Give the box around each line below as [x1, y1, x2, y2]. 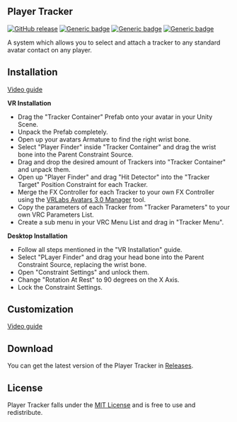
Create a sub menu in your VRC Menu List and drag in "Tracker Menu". [17, 217, 224, 226]
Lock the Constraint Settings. [17, 283, 103, 291]
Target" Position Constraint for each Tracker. [17, 180, 149, 188]
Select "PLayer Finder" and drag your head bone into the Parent [17, 253, 204, 261]
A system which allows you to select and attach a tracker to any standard [7, 38, 221, 47]
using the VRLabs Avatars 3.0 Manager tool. [17, 195, 146, 204]
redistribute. [7, 409, 43, 417]
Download [7, 343, 53, 355]
